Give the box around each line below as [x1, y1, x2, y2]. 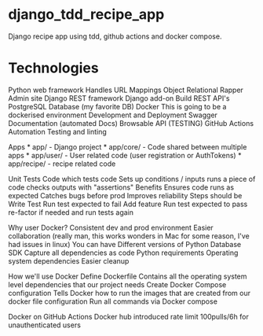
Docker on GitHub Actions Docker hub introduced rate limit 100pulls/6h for [8, 312, 249, 321]
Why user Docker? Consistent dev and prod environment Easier [8, 223, 214, 232]
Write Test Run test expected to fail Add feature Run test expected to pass [8, 199, 248, 209]
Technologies [8, 59, 100, 77]
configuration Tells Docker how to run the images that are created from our [8, 288, 251, 297]
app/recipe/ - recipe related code [8, 159, 116, 168]
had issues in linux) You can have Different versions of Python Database [8, 239, 242, 249]
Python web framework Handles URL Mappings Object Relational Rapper [8, 85, 243, 94]
